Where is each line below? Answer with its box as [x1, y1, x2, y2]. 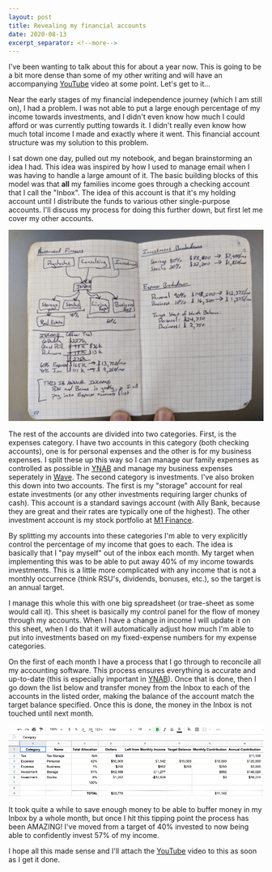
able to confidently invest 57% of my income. [8, 831, 159, 840]
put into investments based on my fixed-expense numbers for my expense [8, 632, 257, 643]
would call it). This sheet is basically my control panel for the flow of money [8, 607, 261, 617]
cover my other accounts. [8, 214, 95, 223]
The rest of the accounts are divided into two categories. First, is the [8, 429, 237, 439]
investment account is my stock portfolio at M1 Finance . [8, 515, 194, 525]
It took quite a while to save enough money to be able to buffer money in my [8, 805, 262, 815]
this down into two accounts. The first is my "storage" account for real [8, 481, 243, 491]
